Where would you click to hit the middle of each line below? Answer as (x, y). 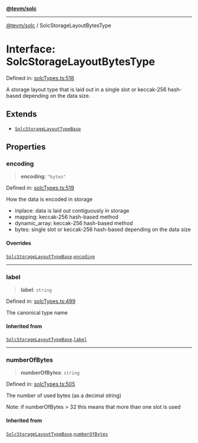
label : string (36, 290)
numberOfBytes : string (50, 373)
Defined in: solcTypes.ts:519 (40, 188)
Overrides (19, 243)
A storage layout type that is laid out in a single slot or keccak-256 (86, 89)
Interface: (31, 49)
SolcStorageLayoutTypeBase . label (47, 339)
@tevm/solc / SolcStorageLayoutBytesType (59, 25)
